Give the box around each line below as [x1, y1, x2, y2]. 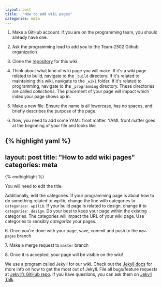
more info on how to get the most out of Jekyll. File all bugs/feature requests [5, 266, 158, 272]
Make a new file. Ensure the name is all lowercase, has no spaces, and [12, 103, 153, 109]
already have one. [12, 34, 48, 40]
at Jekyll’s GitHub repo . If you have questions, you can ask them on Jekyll [5, 271, 152, 277]
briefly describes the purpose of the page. [12, 108, 97, 114]
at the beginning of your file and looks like [12, 123, 96, 128]
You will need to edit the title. [5, 183, 63, 189]
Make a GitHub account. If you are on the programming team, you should [12, 30, 158, 35]
